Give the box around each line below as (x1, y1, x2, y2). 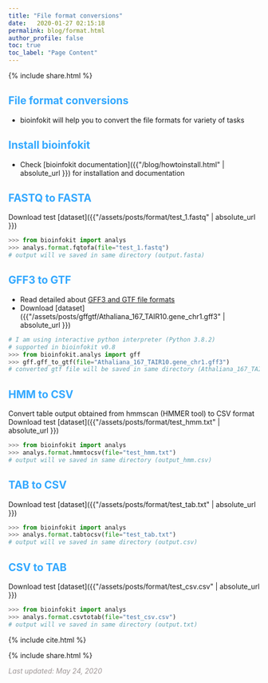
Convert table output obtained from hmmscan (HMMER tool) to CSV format (8, 409, 255, 418)
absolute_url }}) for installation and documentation (19, 168, 185, 178)
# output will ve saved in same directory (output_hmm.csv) (8, 456, 213, 464)
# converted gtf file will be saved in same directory (8, 365, 195, 373)
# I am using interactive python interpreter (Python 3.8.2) (8, 335, 216, 344)
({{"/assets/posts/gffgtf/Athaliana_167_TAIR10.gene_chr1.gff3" (19, 311, 221, 321)
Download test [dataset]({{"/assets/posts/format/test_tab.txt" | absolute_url (8, 499, 257, 509)
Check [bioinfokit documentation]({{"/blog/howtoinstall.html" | (19, 159, 225, 169)
